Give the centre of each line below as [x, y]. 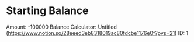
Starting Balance [47, 11]
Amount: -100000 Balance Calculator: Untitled [61, 27]
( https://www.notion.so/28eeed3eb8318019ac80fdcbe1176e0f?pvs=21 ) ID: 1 [97, 33]
